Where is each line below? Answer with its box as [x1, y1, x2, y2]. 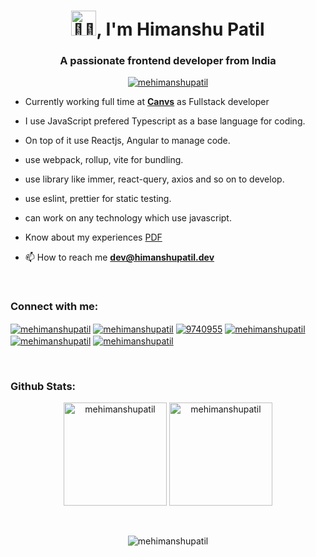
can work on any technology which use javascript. [24, 212, 232, 224]
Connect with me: [10, 300, 99, 314]
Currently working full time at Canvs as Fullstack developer [24, 96, 270, 108]
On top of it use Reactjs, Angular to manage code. [24, 135, 231, 147]
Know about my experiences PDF [24, 231, 163, 244]
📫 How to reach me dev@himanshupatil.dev [24, 251, 215, 264]
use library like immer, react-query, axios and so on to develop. [24, 173, 285, 185]
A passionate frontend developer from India [59, 54, 277, 68]
